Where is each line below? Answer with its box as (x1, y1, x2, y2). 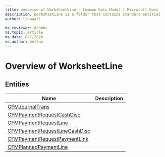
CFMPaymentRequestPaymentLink (7, 135, 89, 142)
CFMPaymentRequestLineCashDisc (7, 127, 91, 134)
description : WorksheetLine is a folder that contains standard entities (5, 12, 161, 17)
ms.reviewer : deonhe (5, 25, 48, 30)
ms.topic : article (5, 30, 43, 35)
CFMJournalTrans (7, 103, 50, 110)
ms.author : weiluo (5, 39, 43, 45)
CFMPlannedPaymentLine (7, 143, 68, 150)
